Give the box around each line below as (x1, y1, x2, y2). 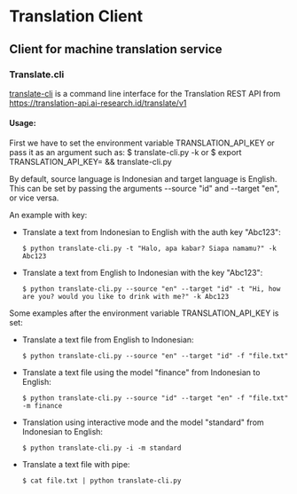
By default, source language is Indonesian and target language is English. (9, 174, 277, 184)
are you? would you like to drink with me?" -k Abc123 (21, 293, 230, 302)
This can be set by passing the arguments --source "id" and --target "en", (9, 184, 280, 194)
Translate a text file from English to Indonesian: (21, 334, 194, 345)
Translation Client (9, 6, 144, 27)
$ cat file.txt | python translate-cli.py (21, 476, 182, 485)
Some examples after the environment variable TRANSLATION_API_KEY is (9, 308, 279, 318)
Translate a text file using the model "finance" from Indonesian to (21, 367, 261, 378)
